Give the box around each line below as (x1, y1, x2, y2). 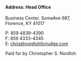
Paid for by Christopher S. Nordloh (5, 50, 76, 56)
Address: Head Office (5, 4, 51, 10)
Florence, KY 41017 (5, 20, 45, 26)
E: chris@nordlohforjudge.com (5, 40, 68, 47)
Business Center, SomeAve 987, (5, 15, 71, 21)
